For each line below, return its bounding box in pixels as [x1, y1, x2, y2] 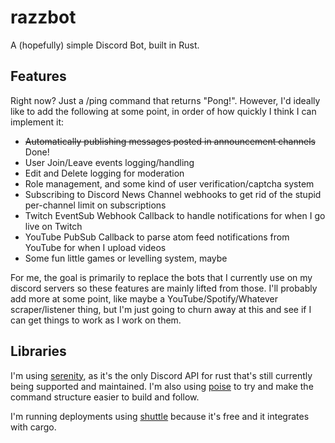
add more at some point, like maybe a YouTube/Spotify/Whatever [10, 292, 278, 305]
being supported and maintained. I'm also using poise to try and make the [10, 380, 314, 392]
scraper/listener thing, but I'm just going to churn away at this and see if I [10, 303, 312, 315]
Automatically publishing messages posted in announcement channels [24, 135, 316, 147]
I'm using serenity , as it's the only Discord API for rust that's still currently [10, 369, 313, 381]
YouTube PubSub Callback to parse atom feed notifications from [24, 231, 290, 243]
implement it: [10, 116, 64, 128]
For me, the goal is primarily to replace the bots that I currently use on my [10, 271, 313, 283]
